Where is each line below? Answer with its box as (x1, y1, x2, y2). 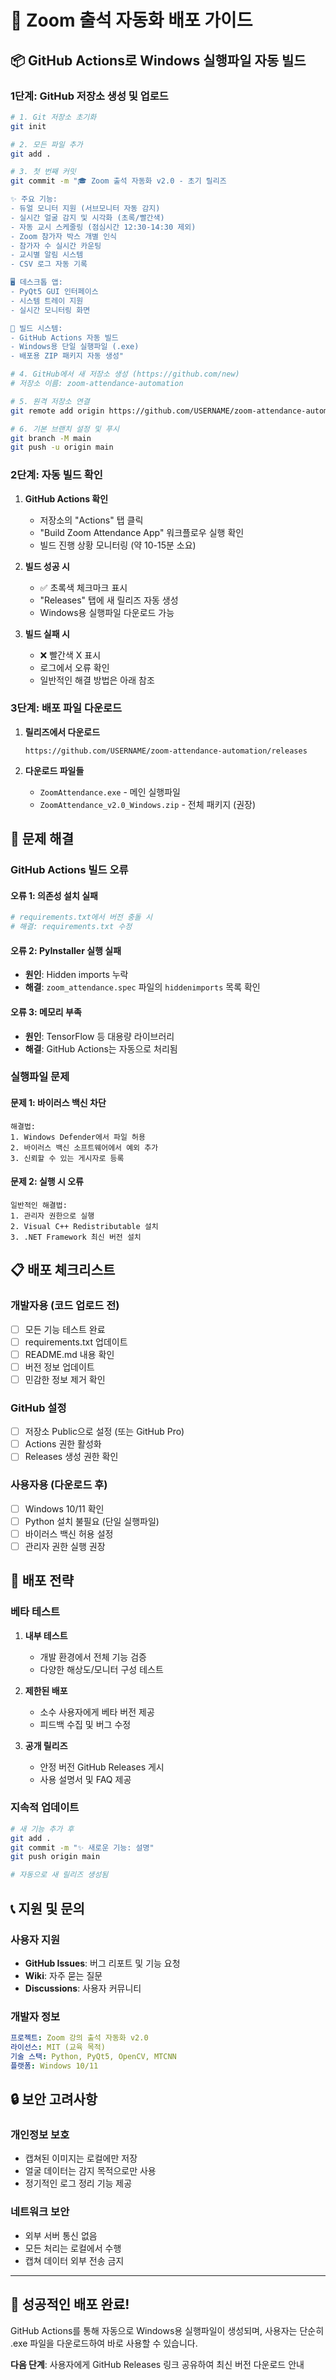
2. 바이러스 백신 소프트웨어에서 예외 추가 (10, 1142, 159, 1153)
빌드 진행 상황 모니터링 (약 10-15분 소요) (39, 539, 197, 551)
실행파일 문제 (10, 1070, 70, 1084)
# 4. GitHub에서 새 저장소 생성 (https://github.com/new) (10, 369, 240, 380)
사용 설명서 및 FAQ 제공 (39, 1773, 132, 1785)
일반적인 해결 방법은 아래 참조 (39, 674, 155, 686)
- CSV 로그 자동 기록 (10, 259, 88, 270)
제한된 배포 (24, 1684, 68, 1696)
